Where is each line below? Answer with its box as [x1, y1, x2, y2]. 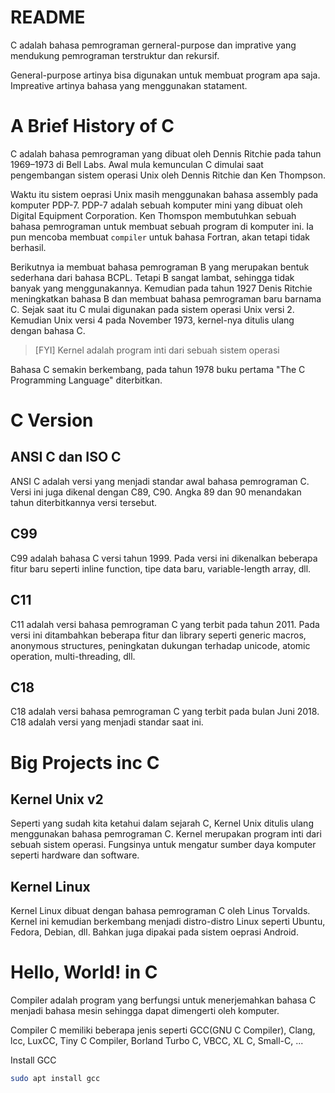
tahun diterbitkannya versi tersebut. [10, 496, 157, 508]
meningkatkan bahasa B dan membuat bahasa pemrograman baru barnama [10, 292, 322, 305]
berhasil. [10, 241, 47, 253]
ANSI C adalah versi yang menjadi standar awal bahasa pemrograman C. [10, 475, 310, 487]
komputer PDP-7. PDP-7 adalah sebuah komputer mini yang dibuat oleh [10, 199, 303, 211]
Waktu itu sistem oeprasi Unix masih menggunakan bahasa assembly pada [10, 188, 319, 200]
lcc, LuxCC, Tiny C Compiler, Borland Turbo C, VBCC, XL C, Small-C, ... [10, 1035, 304, 1047]
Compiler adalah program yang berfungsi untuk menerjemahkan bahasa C [10, 994, 317, 1006]
